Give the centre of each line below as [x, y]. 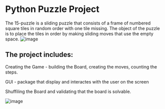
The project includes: [39, 55]
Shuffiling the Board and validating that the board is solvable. [68, 91]
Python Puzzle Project [52, 9]
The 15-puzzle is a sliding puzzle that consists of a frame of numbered [78, 23]
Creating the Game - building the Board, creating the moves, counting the [81, 66]
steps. [12, 72]
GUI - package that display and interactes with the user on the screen [77, 81]
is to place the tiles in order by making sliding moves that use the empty [79, 33]
